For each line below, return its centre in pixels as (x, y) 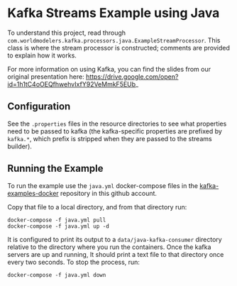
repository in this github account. (109, 193)
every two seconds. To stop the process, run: (74, 262)
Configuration (39, 107)
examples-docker (33, 193)
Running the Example (56, 169)
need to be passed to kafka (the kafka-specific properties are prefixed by (115, 131)
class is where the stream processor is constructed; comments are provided (119, 48)
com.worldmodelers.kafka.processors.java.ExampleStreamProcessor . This (114, 40)
